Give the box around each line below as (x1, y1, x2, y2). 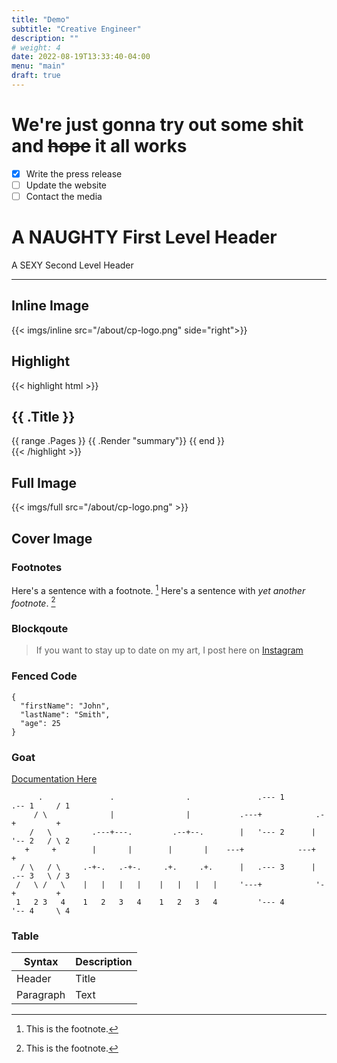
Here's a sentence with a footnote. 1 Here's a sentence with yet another (11, 582, 306, 596)
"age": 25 (20, 718, 61, 728)
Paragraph (16, 988, 66, 1002)
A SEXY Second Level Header (11, 259, 134, 271)
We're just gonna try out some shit (11, 114, 304, 136)
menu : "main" (11, 61, 66, 71)
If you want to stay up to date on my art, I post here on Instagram (35, 644, 304, 656)
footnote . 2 (11, 595, 56, 609)
